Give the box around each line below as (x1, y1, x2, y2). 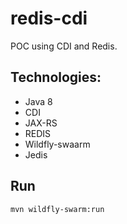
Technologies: (10, 69, 102, 86)
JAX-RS (24, 117, 58, 129)
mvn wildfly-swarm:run (10, 204, 105, 214)
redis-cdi (10, 7, 88, 30)
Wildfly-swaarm (24, 138, 91, 150)
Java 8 (24, 95, 53, 107)
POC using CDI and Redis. (10, 40, 118, 52)
